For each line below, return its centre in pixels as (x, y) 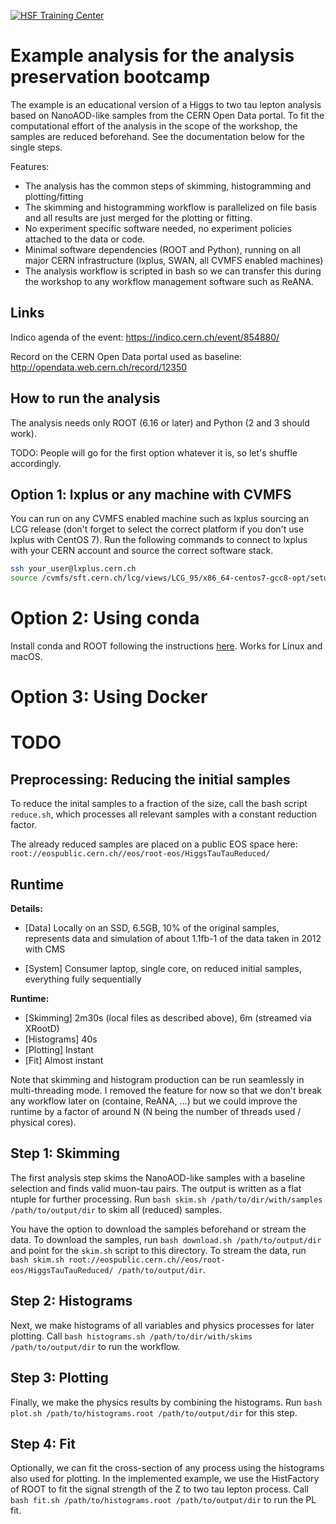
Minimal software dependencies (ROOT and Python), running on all (163, 249)
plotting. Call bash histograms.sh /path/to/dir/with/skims (131, 1336)
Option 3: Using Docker (109, 697)
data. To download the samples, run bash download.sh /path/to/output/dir (166, 1239)
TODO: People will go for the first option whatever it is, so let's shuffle (154, 452)
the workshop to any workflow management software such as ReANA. (169, 281)
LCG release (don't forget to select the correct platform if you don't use (157, 529)
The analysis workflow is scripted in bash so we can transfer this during (173, 271)
